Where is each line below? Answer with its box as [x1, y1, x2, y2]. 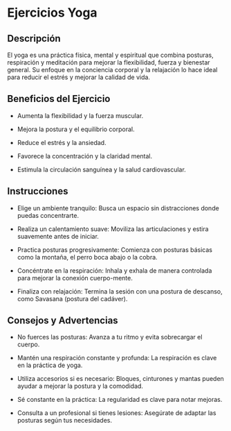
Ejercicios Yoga [7, 5, 98, 21]
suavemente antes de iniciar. [17, 232, 99, 240]
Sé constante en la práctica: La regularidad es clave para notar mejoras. [17, 396, 223, 404]
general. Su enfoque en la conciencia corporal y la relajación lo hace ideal [7, 66, 218, 74]
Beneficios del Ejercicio [7, 93, 111, 105]
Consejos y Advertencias [7, 314, 119, 327]
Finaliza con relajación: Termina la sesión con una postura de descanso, [17, 287, 223, 296]
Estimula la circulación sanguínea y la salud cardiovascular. [17, 165, 187, 174]
